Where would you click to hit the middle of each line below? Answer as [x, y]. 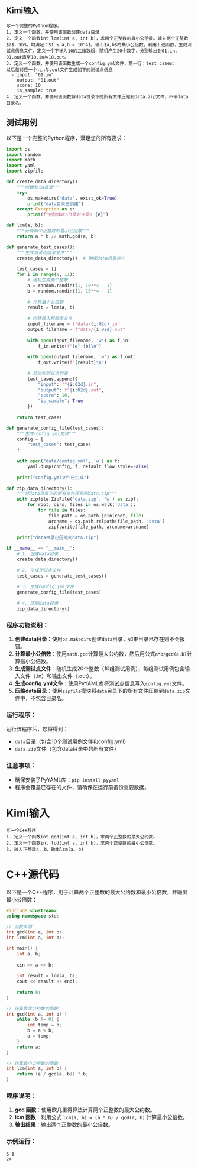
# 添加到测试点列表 [48, 373]
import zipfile [25, 171]
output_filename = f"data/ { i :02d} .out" [77, 329]
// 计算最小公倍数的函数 [32, 1063]
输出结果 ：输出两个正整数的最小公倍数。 [64, 1124]
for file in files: [61, 510]
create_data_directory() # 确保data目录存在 [71, 258]
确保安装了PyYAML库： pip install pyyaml [67, 780]
